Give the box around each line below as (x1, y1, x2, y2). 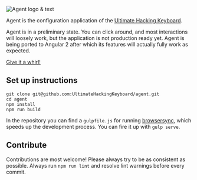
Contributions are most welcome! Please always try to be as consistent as (6, 156, 186, 163)
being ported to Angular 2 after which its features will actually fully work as (6, 41, 189, 48)
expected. (6, 47, 31, 54)
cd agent (6, 96, 28, 102)
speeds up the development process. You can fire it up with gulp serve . (6, 123, 180, 130)
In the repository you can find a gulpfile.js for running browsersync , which (6, 116, 192, 124)
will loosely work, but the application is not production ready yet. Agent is (6, 35, 185, 41)
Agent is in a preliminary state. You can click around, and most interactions (6, 28, 188, 35)
